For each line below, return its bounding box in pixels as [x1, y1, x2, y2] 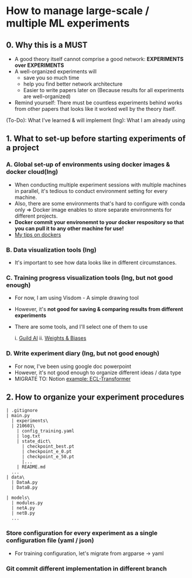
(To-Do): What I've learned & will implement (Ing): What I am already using [6, 117, 186, 124]
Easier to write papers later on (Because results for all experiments [23, 87, 184, 93]
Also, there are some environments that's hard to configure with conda [14, 200, 186, 207]
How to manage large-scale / [6, 4, 149, 18]
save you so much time [23, 75, 80, 81]
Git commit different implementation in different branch [6, 565, 167, 573]
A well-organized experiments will [14, 68, 97, 75]
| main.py [6, 413, 30, 419]
